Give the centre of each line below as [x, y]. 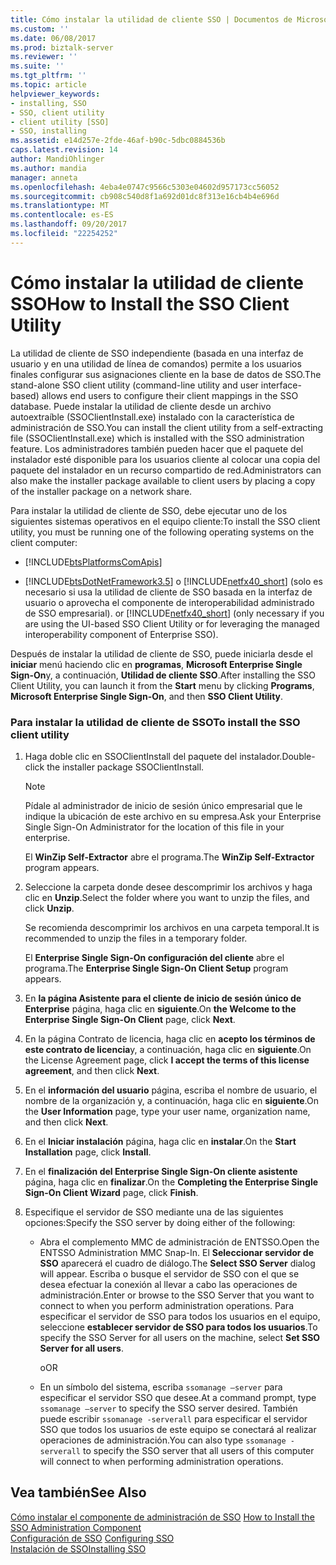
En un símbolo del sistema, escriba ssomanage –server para [161, 1387]
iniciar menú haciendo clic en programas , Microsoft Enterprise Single [156, 664]
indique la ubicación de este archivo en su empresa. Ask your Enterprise [173, 816]
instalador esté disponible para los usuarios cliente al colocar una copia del [165, 459]
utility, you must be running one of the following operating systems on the [162, 532]
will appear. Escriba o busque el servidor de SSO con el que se [169, 1273]
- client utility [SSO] [60, 122]
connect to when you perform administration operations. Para [166, 1305]
